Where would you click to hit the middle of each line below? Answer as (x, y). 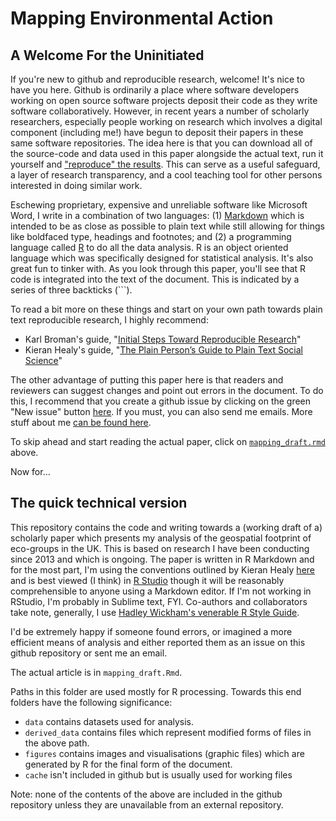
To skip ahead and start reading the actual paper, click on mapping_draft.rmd (168, 441)
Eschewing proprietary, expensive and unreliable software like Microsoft (159, 205)
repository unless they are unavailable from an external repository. (147, 804)
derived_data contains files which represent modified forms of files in (168, 732)
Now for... (30, 471)
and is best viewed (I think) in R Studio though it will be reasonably (147, 580)
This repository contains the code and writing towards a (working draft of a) (166, 527)
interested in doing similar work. (76, 185)
